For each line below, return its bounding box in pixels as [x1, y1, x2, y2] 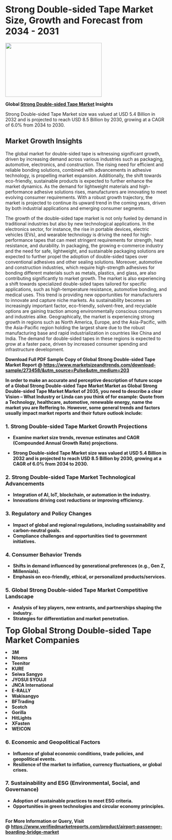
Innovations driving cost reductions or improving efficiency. [12, 497, 144, 504]
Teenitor [12, 660, 30, 667]
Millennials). [12, 568, 40, 574]
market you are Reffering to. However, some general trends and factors [5, 404, 160, 410]
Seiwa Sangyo [12, 671, 43, 677]
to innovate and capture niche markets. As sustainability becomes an [5, 297, 151, 303]
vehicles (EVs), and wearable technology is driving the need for [5, 231, 140, 238]
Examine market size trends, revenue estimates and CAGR [12, 435, 140, 441]
